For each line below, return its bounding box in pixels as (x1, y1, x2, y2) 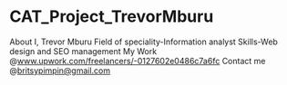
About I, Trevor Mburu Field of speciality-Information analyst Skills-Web (9, 36, 278, 47)
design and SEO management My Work (9, 45, 158, 56)
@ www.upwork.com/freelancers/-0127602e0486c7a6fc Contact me (9, 55, 266, 66)
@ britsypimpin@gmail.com (9, 65, 111, 76)
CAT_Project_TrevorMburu (9, 6, 214, 27)
